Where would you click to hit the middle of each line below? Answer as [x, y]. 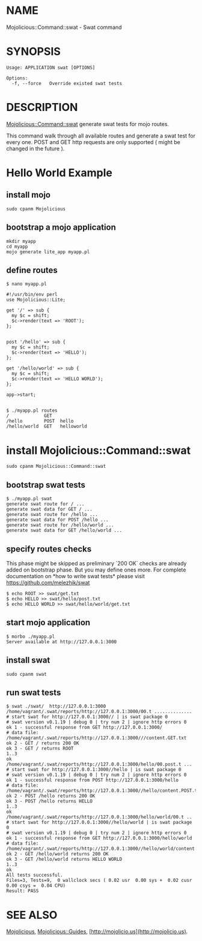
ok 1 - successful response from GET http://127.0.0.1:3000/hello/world [99, 839]
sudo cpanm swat [26, 674]
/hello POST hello [40, 421]
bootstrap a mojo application [61, 228]
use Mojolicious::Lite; [36, 300]
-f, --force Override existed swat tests [67, 83]
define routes [32, 270]
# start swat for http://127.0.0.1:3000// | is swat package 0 [87, 717]
